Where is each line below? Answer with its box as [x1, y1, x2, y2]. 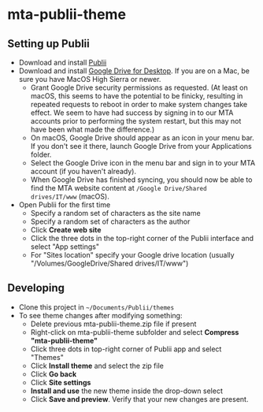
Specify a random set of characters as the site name [30, 209, 202, 217]
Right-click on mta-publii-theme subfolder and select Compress [30, 327, 239, 336]
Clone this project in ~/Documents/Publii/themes [18, 302, 175, 312]
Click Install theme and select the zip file [30, 361, 165, 370]
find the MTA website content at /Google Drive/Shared [30, 184, 207, 192]
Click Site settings [30, 377, 91, 387]
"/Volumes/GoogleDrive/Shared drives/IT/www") [30, 258, 189, 268]
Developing [7, 281, 65, 295]
